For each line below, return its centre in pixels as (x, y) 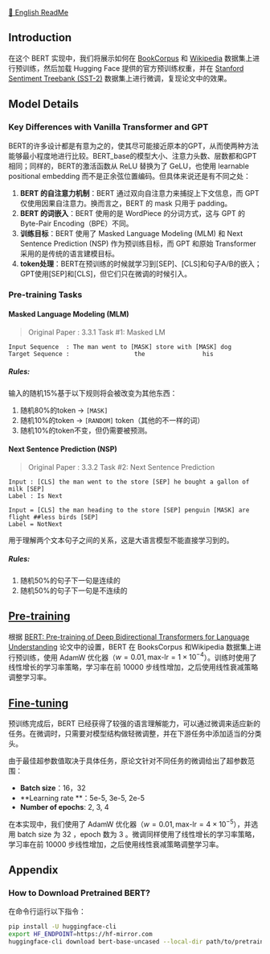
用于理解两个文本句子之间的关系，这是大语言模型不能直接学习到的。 (121, 540)
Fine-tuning (39, 703)
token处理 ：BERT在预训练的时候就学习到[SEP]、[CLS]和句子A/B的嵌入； (141, 263)
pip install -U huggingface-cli (62, 927)
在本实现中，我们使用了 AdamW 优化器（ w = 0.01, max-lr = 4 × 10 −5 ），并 (130, 823)
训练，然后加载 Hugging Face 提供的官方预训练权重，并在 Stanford (133, 68)
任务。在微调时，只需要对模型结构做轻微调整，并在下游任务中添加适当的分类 (135, 734)
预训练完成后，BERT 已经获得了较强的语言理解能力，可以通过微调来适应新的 (135, 724)
